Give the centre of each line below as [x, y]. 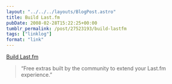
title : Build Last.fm [33, 17]
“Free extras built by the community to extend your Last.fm [93, 68]
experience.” [36, 75]
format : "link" [25, 40]
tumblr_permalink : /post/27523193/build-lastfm [67, 28]
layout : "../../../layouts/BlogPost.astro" [61, 12]
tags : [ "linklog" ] [29, 34]
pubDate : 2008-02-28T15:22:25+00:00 [52, 23]
